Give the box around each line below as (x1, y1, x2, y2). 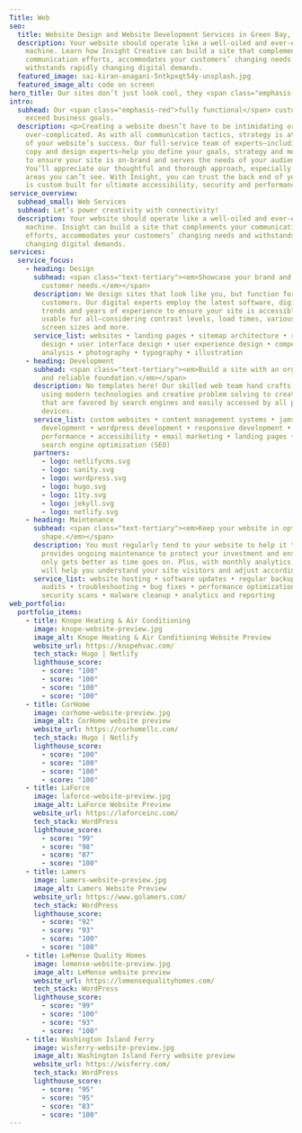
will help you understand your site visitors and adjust (41, 566, 259, 575)
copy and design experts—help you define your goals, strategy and (25, 147, 283, 156)
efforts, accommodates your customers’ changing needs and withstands (25, 231, 296, 240)
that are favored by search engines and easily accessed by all (41, 398, 288, 408)
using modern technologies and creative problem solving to (41, 390, 271, 399)
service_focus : (17, 256, 75, 266)
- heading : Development (25, 357, 115, 366)
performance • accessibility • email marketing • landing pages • (41, 431, 296, 441)
